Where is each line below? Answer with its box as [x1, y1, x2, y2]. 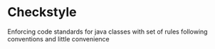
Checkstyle [7, 4, 77, 20]
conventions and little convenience [7, 34, 110, 43]
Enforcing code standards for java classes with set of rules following [7, 27, 208, 36]
